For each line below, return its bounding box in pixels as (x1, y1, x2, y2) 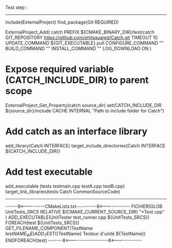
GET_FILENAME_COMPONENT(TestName (5, 225, 93, 231)
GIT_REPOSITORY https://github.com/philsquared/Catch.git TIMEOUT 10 (5, 34, 158, 41)
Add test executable (5, 166, 93, 178)
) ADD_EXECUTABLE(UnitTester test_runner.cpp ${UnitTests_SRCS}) (5, 214, 150, 220)
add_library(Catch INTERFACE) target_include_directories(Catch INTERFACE (5, 142, 166, 148)
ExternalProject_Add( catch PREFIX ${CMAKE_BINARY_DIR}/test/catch (5, 29, 155, 35)
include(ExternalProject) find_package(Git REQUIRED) (5, 19, 119, 25)
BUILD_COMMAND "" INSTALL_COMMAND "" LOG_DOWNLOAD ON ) (5, 46, 152, 51)
